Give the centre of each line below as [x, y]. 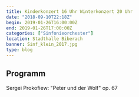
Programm [26, 74]
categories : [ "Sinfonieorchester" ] [50, 34]
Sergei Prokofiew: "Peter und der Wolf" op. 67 [62, 88]
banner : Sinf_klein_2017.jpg [42, 45]
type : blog [19, 50]
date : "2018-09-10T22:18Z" [39, 17]
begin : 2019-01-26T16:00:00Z [42, 22]
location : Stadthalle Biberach [44, 39]
